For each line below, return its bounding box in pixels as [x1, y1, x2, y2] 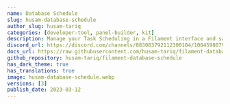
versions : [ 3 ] [7, 80, 48, 87]
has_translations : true [7, 67, 75, 74]
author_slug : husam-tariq [7, 23, 81, 29]
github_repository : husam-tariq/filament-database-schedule [7, 55, 183, 62]
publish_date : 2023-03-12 [7, 86, 81, 93]
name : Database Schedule [7, 10, 78, 17]
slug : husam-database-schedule [7, 16, 97, 23]
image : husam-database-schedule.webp [7, 73, 115, 81]
